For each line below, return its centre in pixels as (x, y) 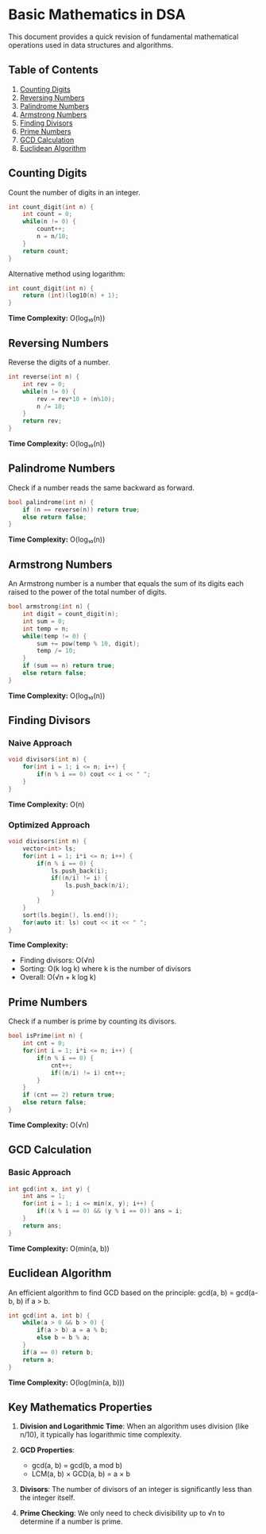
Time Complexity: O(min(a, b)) (59, 1248)
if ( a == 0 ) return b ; (58, 1352)
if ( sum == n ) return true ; (69, 666)
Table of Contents (54, 70)
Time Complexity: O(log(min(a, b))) (67, 1382)
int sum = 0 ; (44, 621)
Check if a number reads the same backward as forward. (101, 488)
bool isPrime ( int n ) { (46, 1036)
